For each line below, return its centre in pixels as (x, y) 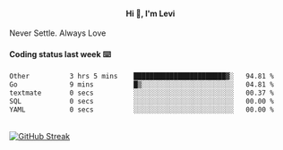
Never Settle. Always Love (58, 33)
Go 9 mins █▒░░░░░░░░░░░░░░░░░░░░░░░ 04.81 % (142, 85)
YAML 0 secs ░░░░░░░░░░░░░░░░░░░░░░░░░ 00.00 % (142, 109)
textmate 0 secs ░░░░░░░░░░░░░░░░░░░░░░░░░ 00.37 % (142, 93)
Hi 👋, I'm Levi (150, 13)
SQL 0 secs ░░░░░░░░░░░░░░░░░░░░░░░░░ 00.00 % (142, 102)
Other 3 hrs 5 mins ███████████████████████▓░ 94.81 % (142, 77)
